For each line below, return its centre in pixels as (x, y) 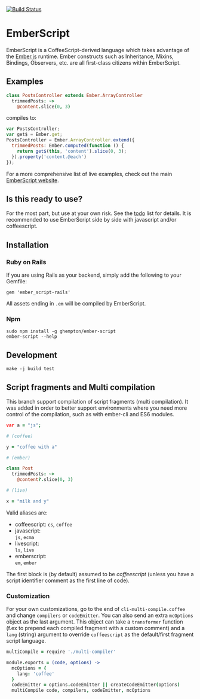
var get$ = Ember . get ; (34, 135)
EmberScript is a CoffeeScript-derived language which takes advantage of (98, 50)
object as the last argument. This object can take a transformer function (95, 622)
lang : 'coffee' (36, 674)
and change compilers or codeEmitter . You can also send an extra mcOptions (100, 615)
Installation (27, 245)
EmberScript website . (33, 180)
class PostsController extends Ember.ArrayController (75, 95)
